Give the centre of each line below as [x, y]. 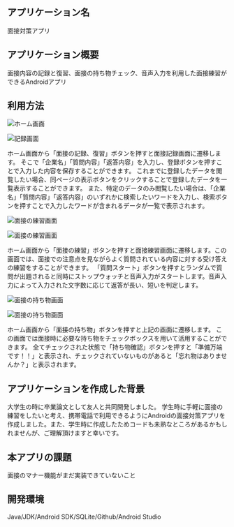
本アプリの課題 [39, 457]
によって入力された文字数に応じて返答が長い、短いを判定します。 [108, 285]
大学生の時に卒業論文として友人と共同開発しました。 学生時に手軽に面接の [115, 407]
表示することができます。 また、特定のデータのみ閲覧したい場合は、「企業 [119, 188]
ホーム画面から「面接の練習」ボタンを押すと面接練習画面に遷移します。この [117, 251]
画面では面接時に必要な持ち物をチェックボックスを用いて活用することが [117, 339]
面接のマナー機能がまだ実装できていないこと [72, 475]
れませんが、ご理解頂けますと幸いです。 [65, 433]
